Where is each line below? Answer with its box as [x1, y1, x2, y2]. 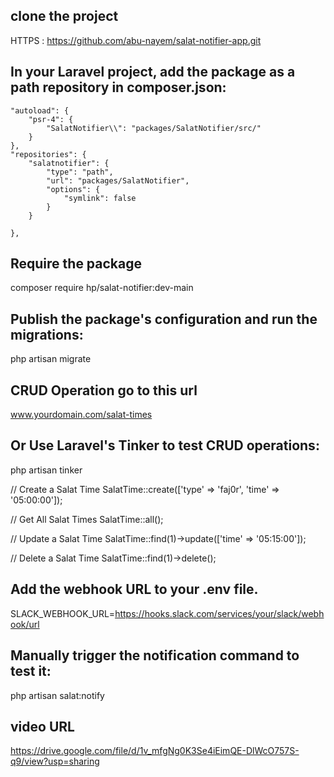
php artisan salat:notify [10, 689, 105, 701]
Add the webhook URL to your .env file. [10, 581, 259, 598]
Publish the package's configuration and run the [10, 310, 318, 328]
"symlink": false [63, 193, 137, 203]
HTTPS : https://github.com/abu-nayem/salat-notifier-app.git [10, 34, 262, 46]
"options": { [46, 184, 101, 194]
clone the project [10, 8, 119, 25]
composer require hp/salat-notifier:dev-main [10, 282, 194, 294]
